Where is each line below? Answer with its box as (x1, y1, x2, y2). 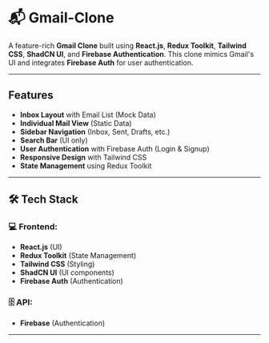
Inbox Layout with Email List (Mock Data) (19, 110, 156, 119)
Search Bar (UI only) (19, 135, 88, 145)
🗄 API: (8, 297, 34, 308)
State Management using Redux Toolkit (19, 160, 152, 171)
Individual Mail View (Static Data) (19, 118, 132, 127)
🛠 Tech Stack (8, 192, 78, 207)
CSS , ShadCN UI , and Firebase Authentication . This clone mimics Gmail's (8, 49, 255, 59)
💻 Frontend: (8, 221, 58, 232)
